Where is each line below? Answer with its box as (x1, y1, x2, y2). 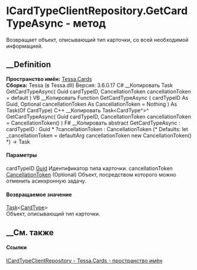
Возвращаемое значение (6, 191, 72, 198)
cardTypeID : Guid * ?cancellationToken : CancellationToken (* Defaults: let (6, 125, 188, 132)
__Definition (6, 60, 51, 70)
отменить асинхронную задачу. (6, 177, 87, 184)
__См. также (6, 227, 54, 238)
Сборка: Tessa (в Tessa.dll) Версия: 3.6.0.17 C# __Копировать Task (6, 82, 173, 89)
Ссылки (6, 244, 27, 251)
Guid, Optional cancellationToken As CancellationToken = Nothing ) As (6, 100, 177, 108)
